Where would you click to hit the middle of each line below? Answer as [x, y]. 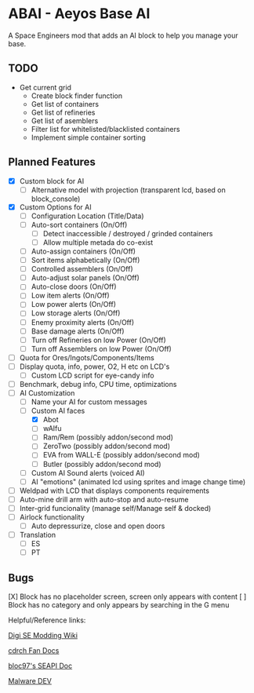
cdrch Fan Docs [34, 651]
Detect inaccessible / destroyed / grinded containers [128, 233]
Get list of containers [65, 104]
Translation [38, 535]
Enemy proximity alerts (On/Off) [83, 322]
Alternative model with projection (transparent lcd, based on [128, 190]
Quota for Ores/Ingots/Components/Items [87, 357]
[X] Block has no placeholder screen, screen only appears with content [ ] [127, 596]
